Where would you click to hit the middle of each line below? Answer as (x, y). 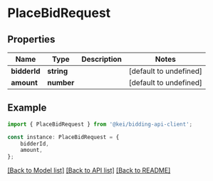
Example (27, 108)
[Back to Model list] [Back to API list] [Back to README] (89, 170)
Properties (31, 39)
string (58, 71)
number (61, 83)
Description (102, 59)
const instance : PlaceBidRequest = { (63, 137)
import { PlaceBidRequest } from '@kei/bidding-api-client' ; (100, 124)
